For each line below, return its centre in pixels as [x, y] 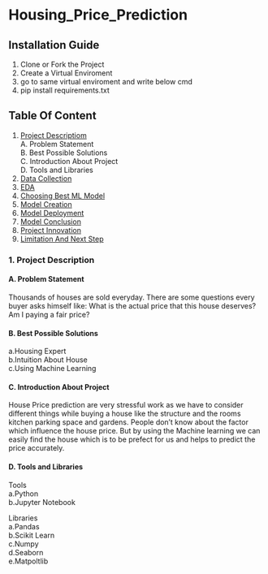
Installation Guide [54, 45]
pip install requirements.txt [65, 90]
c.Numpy [24, 544]
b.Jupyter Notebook [42, 502]
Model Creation [46, 204]
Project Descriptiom [53, 135]
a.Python [24, 494]
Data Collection [46, 178]
